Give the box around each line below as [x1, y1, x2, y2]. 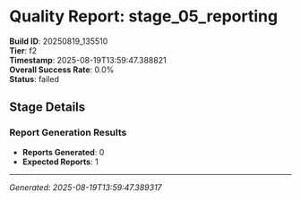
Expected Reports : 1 [21, 156, 99, 167]
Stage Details [9, 100, 86, 115]
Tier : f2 [9, 45, 38, 55]
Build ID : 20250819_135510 [9, 36, 108, 46]
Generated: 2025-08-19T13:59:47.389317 [9, 181, 163, 193]
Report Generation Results [9, 127, 127, 139]
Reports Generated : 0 [21, 146, 105, 157]
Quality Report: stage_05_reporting [9, 6, 279, 27]
